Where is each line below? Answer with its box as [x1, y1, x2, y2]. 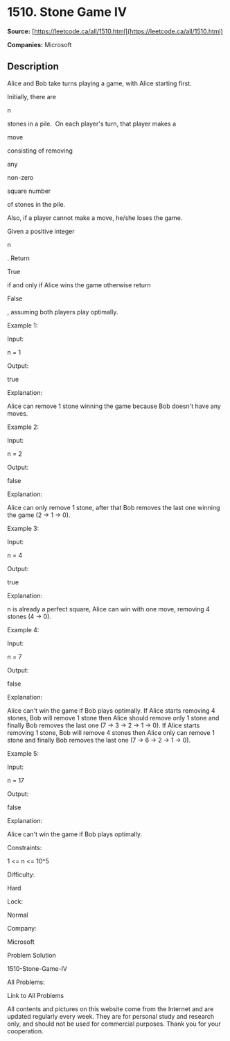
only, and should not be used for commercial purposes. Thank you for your [7, 1019, 221, 1028]
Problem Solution [7, 951, 57, 959]
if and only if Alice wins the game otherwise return [7, 280, 151, 289]
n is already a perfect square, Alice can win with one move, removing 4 [7, 604, 210, 613]
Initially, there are [7, 92, 57, 101]
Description [7, 60, 59, 73]
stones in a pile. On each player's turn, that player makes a [7, 119, 177, 128]
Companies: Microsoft [7, 40, 72, 49]
